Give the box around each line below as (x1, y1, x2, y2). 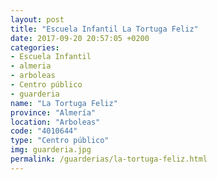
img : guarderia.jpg (10, 145, 92, 155)
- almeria (10, 61, 52, 71)
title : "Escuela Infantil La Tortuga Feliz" (10, 24, 199, 34)
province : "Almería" (10, 107, 97, 118)
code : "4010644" (10, 126, 78, 136)
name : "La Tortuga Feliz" (10, 98, 118, 108)
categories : (10, 42, 60, 53)
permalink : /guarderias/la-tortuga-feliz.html (10, 154, 208, 164)
